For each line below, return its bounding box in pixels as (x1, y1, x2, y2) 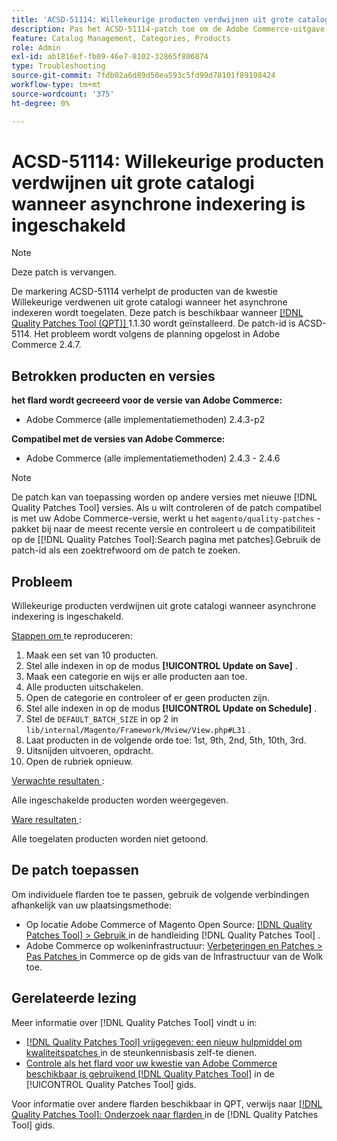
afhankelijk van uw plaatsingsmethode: (11, 899, 172, 911)
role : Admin (11, 42, 61, 53)
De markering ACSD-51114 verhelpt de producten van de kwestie (11, 286, 278, 298)
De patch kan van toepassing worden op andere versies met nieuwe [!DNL (11, 491, 318, 503)
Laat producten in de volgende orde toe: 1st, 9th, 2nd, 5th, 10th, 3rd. (25, 734, 307, 746)
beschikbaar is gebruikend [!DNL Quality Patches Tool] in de (25, 1067, 275, 1080)
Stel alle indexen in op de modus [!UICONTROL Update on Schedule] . (25, 702, 318, 715)
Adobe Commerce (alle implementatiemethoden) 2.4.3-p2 (25, 414, 266, 426)
